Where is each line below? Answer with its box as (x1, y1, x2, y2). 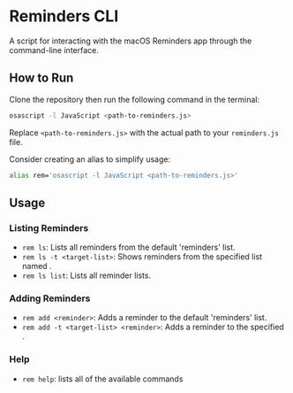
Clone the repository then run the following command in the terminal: (9, 94, 260, 104)
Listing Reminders (9, 221, 89, 234)
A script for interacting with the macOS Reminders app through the (9, 35, 252, 46)
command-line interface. (9, 44, 99, 55)
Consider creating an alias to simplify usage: (9, 153, 170, 165)
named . (21, 261, 52, 272)
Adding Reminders (9, 292, 91, 304)
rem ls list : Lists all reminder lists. (21, 270, 152, 281)
